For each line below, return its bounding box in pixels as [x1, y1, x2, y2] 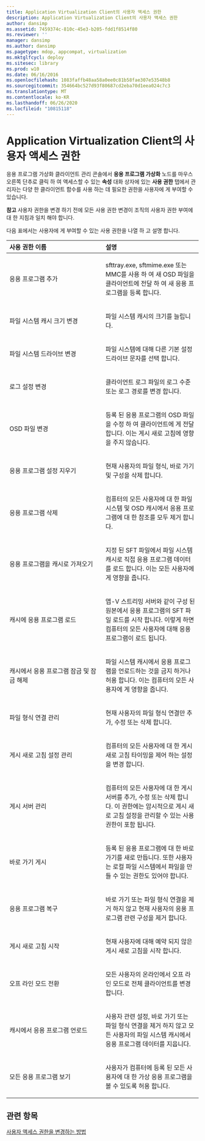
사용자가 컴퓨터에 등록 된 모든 [106, 1063, 185, 1072]
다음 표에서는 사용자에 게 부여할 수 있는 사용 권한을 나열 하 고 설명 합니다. [6, 227, 180, 234]
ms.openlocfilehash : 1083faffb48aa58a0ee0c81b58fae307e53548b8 [6, 77, 171, 83]
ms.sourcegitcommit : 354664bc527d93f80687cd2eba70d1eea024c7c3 [6, 83, 171, 89]
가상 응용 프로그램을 [138, 1073, 193, 1081]
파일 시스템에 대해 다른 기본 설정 [106, 345, 193, 353]
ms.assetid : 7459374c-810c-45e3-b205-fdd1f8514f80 [6, 26, 138, 32]
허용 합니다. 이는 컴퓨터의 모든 [106, 676, 187, 685]
